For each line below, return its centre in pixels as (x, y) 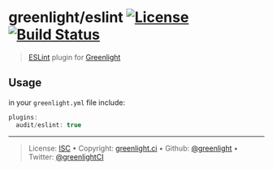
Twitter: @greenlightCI (66, 157)
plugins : (23, 117)
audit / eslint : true (49, 125)
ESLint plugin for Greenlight (74, 57)
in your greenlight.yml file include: (67, 102)
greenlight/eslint (66, 17)
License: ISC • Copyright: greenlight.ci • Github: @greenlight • (133, 148)
